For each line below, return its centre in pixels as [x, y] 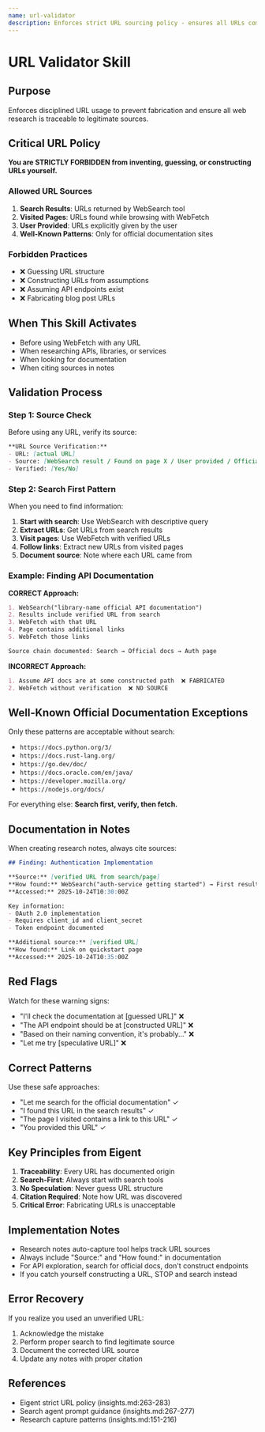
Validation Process [55, 393]
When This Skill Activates [73, 324]
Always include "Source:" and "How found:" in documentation [120, 1257]
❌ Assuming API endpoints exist [72, 289]
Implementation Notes [64, 1230]
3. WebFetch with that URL [52, 622]
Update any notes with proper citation [81, 1358]
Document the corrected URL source [79, 1350]
